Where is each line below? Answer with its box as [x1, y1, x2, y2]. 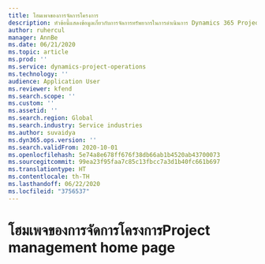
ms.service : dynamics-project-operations [8, 63, 147, 71]
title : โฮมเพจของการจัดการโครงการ [8, 11, 99, 20]
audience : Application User [8, 77, 101, 85]
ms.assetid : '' [8, 107, 58, 115]
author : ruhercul [8, 26, 65, 34]
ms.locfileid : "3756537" [8, 187, 90, 195]
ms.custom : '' [8, 99, 55, 107]
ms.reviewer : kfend [8, 84, 73, 93]
